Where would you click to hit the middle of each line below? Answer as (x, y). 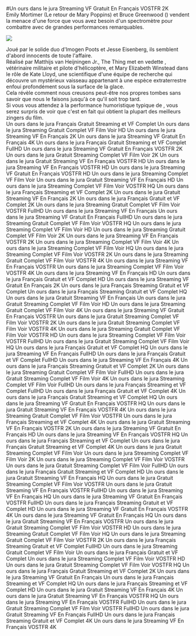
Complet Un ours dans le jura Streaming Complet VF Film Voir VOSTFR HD (96, 559)
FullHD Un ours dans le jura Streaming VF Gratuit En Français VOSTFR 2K (94, 149)
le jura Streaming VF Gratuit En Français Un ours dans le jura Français (90, 577)
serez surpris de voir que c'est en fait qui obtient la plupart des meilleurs (94, 111)
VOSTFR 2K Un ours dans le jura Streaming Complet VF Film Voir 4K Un (92, 242)
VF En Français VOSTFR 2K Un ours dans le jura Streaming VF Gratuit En (94, 428)
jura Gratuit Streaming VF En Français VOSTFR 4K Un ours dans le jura (91, 409)
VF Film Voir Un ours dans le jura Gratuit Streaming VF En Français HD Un (95, 180)
